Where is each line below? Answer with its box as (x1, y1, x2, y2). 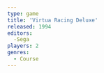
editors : (7, 29, 33, 37)
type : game (7, 10, 39, 17)
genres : (7, 49, 30, 56)
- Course (13, 56, 39, 63)
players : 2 (7, 42, 39, 49)
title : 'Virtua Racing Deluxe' (7, 17, 98, 24)
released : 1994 (7, 23, 52, 30)
